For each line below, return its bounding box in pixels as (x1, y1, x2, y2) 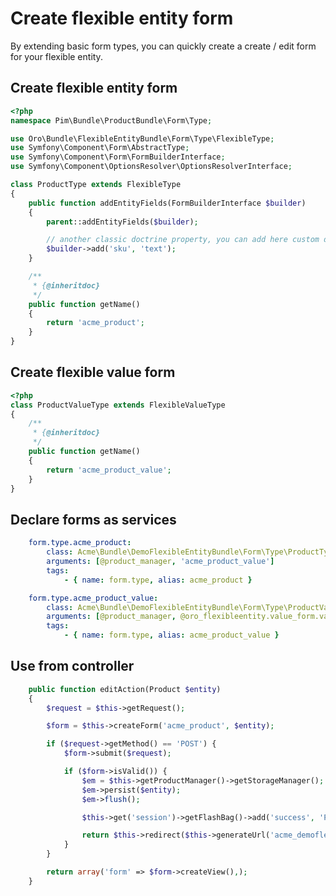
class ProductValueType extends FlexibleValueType (10, 400, 226, 410)
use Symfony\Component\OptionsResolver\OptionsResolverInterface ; (10, 162, 293, 172)
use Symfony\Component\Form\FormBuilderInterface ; (10, 152, 226, 162)
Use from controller (10, 658, 135, 675)
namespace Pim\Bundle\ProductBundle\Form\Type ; (10, 115, 213, 126)
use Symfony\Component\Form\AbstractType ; (10, 143, 190, 153)
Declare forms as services (10, 511, 177, 528)
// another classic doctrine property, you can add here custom (46, 235, 320, 245)
